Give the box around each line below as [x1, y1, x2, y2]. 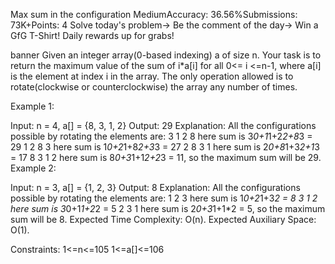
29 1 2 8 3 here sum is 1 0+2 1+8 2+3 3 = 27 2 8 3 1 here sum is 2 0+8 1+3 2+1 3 [10, 141, 320, 153]
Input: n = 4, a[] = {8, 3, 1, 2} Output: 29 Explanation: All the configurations [10, 120, 317, 131]
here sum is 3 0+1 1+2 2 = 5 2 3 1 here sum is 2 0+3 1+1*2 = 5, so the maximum [10, 203, 326, 214]
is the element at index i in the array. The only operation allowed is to [10, 70, 294, 82]
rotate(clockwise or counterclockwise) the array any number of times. [10, 81, 298, 93]
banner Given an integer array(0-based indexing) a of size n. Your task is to [10, 49, 322, 61]
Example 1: [10, 100, 55, 112]
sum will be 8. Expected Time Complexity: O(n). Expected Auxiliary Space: [10, 214, 317, 225]
